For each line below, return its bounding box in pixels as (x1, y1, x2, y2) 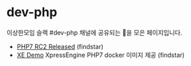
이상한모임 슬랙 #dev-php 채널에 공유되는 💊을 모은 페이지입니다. (6, 28, 183, 37)
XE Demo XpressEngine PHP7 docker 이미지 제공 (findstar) (16, 51, 185, 59)
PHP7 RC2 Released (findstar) (16, 42, 104, 51)
